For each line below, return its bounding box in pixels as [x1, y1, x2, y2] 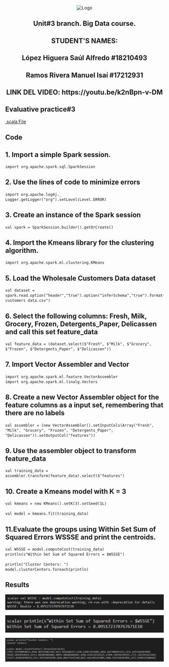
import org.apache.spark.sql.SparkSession [5, 164, 96, 169]
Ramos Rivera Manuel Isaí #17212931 [26, 71, 143, 79]
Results [5, 581, 30, 589]
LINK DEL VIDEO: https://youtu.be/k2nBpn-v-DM [6, 88, 163, 96]
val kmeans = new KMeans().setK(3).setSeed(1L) [5, 501, 107, 507]
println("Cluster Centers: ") [5, 562, 69, 567]
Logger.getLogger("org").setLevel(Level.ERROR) [5, 197, 107, 202]
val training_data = [5, 468, 49, 474]
